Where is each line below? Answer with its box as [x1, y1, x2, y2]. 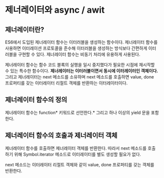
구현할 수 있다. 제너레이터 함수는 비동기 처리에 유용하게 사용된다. [18, 52, 141, 57]
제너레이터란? [5, 25, 44, 34]
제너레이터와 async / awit [5, 4, 105, 16]
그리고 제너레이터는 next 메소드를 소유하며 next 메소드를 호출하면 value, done [5, 74, 154, 79]
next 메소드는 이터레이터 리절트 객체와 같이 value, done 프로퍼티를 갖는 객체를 [5, 161, 155, 167]
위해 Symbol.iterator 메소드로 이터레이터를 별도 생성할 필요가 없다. [14, 151, 142, 157]
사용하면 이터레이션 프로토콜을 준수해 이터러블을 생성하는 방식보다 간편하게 [5, 45, 147, 51]
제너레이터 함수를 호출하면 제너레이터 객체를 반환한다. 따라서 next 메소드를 [5, 145, 147, 151]
